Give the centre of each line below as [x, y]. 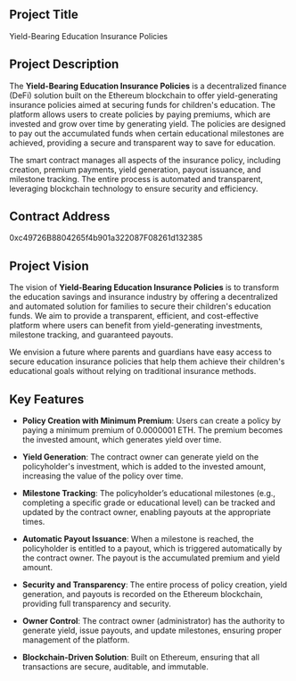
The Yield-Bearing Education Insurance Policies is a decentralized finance [148, 86]
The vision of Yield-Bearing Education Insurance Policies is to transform [144, 287]
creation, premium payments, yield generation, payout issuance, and [135, 170]
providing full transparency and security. [97, 604]
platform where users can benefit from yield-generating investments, [136, 326]
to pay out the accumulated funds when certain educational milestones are [147, 133]
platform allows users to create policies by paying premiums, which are [140, 114]
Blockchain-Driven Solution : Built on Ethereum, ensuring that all [141, 657]
